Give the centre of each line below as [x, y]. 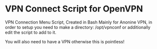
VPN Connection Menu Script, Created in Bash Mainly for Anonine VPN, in [78, 22]
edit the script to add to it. [31, 32]
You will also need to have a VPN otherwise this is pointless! [65, 41]
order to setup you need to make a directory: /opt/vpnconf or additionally [78, 27]
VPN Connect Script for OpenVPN [74, 9]
